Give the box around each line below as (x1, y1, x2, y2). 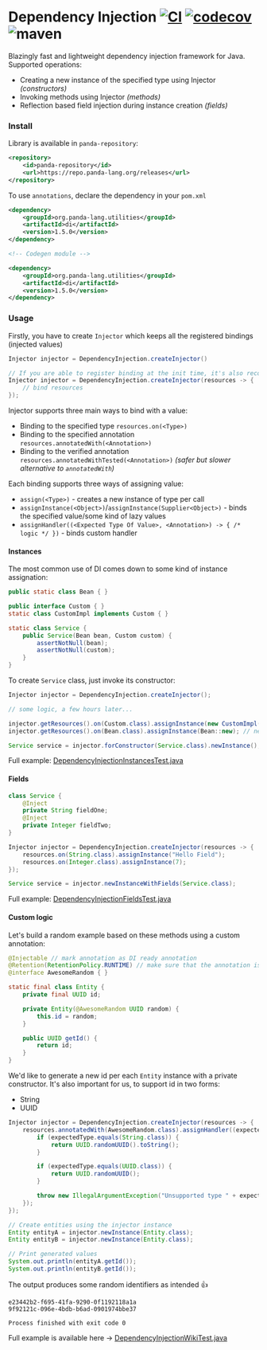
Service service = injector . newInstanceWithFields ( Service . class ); (8, 880, 237, 888)
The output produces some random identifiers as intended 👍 (8, 1279, 208, 1289)
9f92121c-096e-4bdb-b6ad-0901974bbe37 (8, 1305, 137, 1313)
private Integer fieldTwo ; (22, 821, 112, 830)
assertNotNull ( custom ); (37, 646, 115, 655)
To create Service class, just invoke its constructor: (8, 675, 176, 685)
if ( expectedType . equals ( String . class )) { (37, 1133, 180, 1141)
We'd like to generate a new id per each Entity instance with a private (8, 1071, 238, 1081)
